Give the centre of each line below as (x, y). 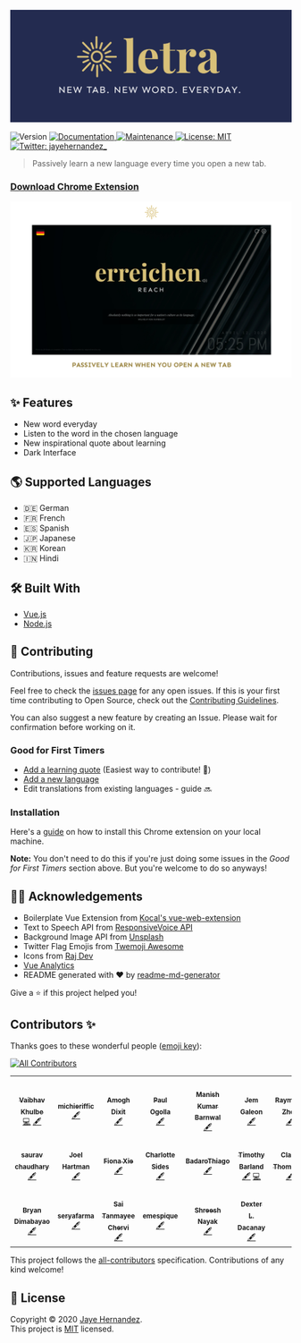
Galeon (251, 1112)
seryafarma (76, 1216)
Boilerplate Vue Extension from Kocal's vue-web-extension (132, 918)
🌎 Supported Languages (81, 482)
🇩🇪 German (46, 508)
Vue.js (35, 615)
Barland (251, 1167)
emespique (160, 1216)
